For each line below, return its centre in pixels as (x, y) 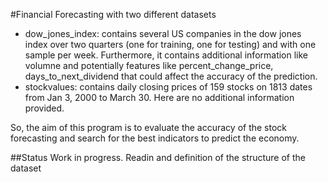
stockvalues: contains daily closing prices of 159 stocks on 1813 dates (168, 87)
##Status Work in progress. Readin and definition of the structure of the (158, 157)
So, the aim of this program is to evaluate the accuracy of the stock (149, 127)
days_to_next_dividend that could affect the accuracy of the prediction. (171, 76)
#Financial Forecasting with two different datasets (113, 14)
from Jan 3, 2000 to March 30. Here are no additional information (159, 97)
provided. (44, 108)
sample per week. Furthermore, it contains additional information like (166, 55)
